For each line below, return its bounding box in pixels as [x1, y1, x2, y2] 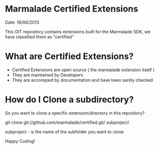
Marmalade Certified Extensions [5, 3, 138, 15]
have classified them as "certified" [5, 34, 74, 40]
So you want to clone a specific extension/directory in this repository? [5, 110, 145, 116]
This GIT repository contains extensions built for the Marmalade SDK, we [5, 29, 151, 34]
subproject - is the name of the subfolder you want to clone [5, 129, 124, 134]
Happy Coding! [5, 138, 35, 144]
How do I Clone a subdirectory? [5, 94, 134, 105]
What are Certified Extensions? [5, 51, 134, 62]
